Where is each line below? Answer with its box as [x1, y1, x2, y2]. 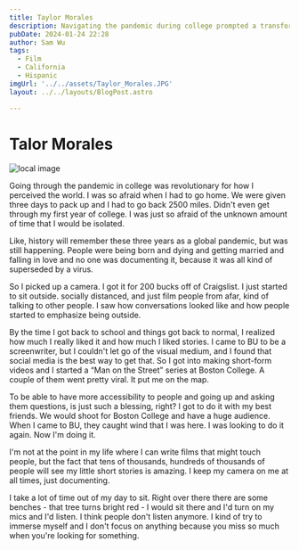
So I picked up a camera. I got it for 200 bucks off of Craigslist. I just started [9, 282, 287, 292]
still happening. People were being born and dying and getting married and [9, 245, 285, 256]
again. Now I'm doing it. [9, 430, 96, 440]
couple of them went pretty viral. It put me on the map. [9, 374, 209, 385]
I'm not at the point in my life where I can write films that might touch [9, 447, 261, 457]
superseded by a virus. [9, 264, 93, 275]
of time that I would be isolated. [9, 218, 125, 229]
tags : [9, 46, 29, 55]
